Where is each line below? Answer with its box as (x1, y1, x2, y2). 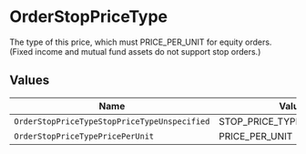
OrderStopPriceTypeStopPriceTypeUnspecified (14, 116, 210, 127)
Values (9, 73, 50, 88)
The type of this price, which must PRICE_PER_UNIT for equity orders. (9, 36, 272, 47)
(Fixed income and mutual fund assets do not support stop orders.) (9, 46, 261, 56)
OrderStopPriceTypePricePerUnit (14, 130, 155, 141)
